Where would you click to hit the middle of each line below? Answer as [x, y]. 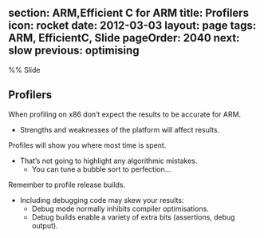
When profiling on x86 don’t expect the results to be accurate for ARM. [125, 114]
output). [45, 225]
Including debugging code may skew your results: [102, 200]
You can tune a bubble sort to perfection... [101, 169]
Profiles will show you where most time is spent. [87, 145]
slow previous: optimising [74, 51]
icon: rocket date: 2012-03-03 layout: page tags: [132, 26]
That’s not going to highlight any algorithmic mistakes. [108, 161]
